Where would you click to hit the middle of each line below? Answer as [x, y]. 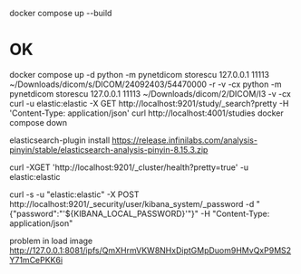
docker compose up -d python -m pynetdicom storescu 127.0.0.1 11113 [140, 74]
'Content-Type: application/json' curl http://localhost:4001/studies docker [146, 113]
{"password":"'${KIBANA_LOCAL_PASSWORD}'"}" [104, 213]
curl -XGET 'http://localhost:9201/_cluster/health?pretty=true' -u [129, 167]
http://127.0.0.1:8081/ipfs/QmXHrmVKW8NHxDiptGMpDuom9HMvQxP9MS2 [150, 250]
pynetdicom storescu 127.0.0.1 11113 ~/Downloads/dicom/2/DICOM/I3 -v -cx [150, 93]
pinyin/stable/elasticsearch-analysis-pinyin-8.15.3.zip [109, 149]
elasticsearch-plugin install [60, 140]
